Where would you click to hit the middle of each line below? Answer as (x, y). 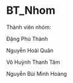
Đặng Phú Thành (27, 38)
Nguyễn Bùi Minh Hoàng (37, 73)
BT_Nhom (31, 11)
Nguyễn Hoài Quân (30, 50)
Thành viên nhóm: (29, 27)
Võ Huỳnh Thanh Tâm (33, 62)
